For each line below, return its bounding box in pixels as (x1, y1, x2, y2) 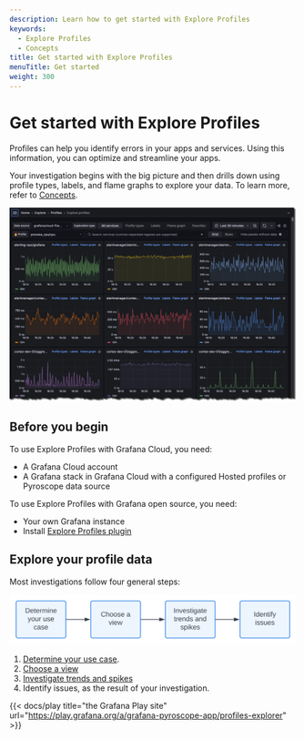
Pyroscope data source (22, 481, 111, 491)
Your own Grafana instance (22, 515, 126, 527)
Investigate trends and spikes (22, 673, 134, 683)
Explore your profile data (9, 552, 153, 568)
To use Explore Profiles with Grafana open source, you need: (9, 498, 238, 509)
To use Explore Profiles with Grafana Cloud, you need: (9, 443, 212, 454)
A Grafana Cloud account (22, 461, 118, 472)
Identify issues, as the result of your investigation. (22, 683, 210, 693)
